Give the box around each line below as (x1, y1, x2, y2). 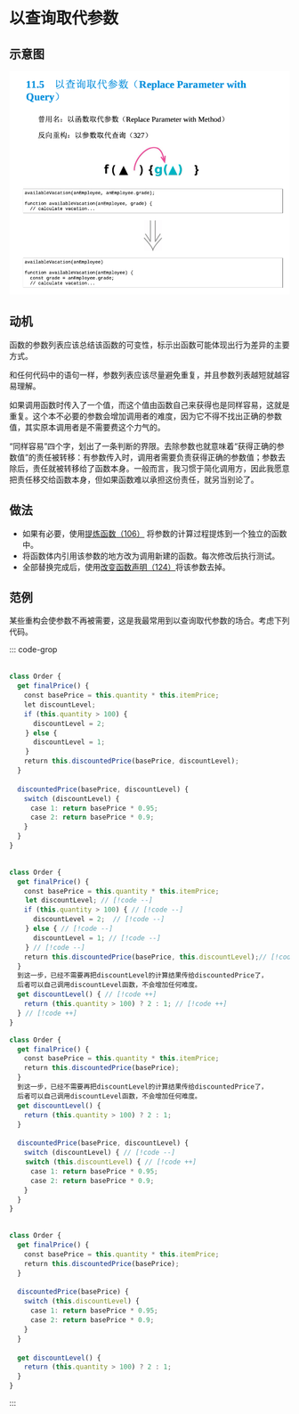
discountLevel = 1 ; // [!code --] (32, 933, 162, 943)
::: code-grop (9, 644, 58, 655)
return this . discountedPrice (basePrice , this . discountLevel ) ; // (23, 952, 268, 961)
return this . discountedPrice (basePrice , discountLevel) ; (23, 756, 239, 766)
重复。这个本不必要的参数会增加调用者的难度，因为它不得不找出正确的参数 (9, 411, 282, 421)
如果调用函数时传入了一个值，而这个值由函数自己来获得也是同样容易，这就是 (9, 399, 290, 410)
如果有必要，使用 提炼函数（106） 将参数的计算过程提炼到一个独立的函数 (21, 527, 287, 539)
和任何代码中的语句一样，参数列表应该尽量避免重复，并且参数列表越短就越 (9, 369, 282, 380)
